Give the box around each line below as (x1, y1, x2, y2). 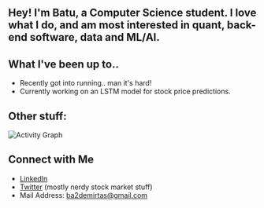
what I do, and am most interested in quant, (8, 19, 225, 32)
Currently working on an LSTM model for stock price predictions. (19, 86, 231, 97)
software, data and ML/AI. (29, 31, 160, 44)
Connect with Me (8, 153, 95, 166)
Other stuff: (8, 109, 67, 122)
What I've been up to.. (8, 57, 120, 71)
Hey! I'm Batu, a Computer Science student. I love (8, 6, 257, 20)
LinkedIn (19, 173, 48, 183)
